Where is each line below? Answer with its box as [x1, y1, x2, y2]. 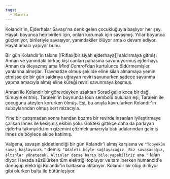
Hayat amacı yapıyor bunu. [5, 42, 61, 48]
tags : [5, 7, 17, 13]
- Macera [10, 12, 28, 17]
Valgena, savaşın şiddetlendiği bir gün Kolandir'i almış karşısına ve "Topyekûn [5, 140, 165, 147]
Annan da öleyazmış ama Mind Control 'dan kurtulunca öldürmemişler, [5, 63, 151, 69]
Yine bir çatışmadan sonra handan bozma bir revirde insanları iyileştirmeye [5, 115, 161, 121]
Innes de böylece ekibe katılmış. [5, 131, 73, 137]
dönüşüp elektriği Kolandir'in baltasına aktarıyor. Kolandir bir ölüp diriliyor [5, 162, 158, 168]
